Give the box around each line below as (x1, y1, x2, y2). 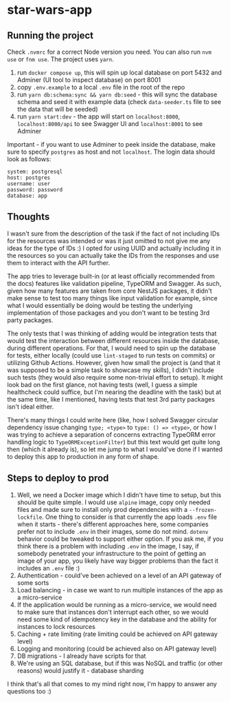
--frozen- (189, 506, 218, 513)
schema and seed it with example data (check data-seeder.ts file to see (16, 98, 222, 105)
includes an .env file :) (16, 564, 80, 572)
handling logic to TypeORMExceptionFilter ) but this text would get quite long (7, 437, 220, 446)
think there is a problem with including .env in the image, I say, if (16, 541, 199, 550)
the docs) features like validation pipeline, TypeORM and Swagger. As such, (7, 279, 222, 287)
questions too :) (7, 687, 51, 695)
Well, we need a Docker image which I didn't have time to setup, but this (16, 491, 222, 499)
